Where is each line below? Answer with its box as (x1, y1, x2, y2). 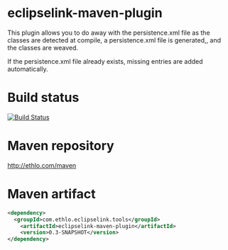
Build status (7, 90, 80, 106)
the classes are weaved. (7, 43, 78, 52)
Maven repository (7, 138, 115, 154)
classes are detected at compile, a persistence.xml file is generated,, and (7, 35, 222, 44)
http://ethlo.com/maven (7, 161, 77, 169)
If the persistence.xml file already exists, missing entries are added (7, 57, 204, 65)
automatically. (7, 64, 48, 73)
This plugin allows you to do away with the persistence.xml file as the (7, 28, 211, 37)
